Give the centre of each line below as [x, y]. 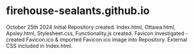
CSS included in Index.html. [39, 46]
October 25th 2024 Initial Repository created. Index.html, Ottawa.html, [91, 27]
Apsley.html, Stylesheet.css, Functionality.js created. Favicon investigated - [97, 33]
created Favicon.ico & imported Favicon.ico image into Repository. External [97, 39]
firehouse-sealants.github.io [78, 11]
